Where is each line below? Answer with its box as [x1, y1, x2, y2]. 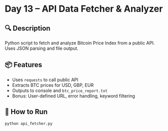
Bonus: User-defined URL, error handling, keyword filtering [12, 92, 135, 99]
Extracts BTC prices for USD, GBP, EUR [12, 82, 94, 88]
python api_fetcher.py [5, 121, 53, 126]
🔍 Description [5, 24, 51, 32]
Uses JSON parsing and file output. [5, 45, 79, 51]
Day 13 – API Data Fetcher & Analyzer [5, 3, 163, 15]
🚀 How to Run [5, 108, 48, 116]
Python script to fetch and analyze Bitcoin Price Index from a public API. [5, 40, 155, 46]
